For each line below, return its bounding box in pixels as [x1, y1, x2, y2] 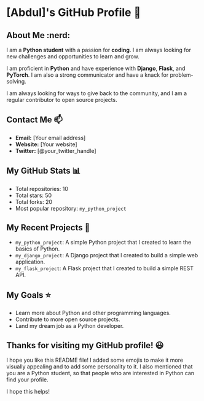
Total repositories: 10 [15, 185, 69, 192]
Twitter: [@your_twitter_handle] [15, 147, 96, 154]
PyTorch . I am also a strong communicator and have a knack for [6, 71, 169, 79]
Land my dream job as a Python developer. [15, 322, 124, 330]
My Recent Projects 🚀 [6, 222, 90, 233]
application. [15, 258, 45, 266]
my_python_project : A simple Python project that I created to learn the [15, 239, 192, 246]
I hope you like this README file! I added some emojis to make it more [6, 356, 183, 364]
